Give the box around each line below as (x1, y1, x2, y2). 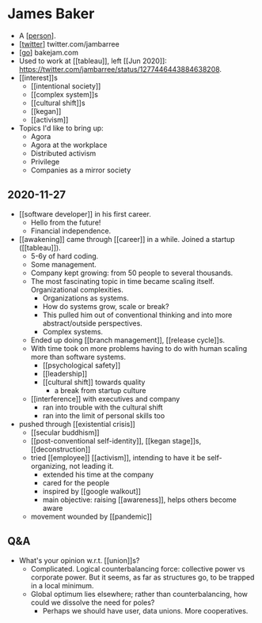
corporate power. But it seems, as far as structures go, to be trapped (30, 572, 255, 582)
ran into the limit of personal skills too (42, 410, 165, 420)
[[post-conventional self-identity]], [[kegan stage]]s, (30, 436, 202, 445)
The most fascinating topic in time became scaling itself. (30, 276, 215, 285)
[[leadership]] (42, 368, 88, 378)
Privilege (30, 157, 60, 166)
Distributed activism (30, 148, 97, 158)
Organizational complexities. (30, 285, 123, 294)
